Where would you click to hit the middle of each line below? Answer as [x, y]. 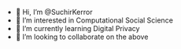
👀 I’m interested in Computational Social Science [94, 20]
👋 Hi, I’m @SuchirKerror [54, 12]
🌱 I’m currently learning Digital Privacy [78, 28]
